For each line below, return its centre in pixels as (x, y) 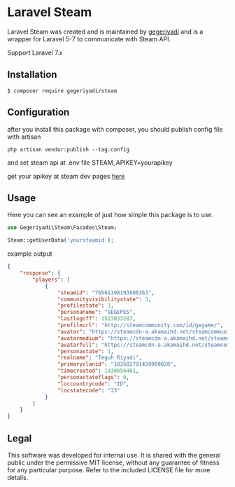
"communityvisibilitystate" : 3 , (104, 299)
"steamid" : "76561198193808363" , (106, 293)
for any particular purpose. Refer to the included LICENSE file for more (109, 469)
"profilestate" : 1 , (85, 306)
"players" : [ (51, 280)
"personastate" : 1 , (85, 351)
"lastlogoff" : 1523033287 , (97, 319)
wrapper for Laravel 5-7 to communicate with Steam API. (89, 39)
